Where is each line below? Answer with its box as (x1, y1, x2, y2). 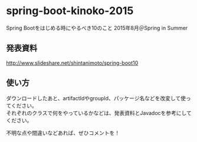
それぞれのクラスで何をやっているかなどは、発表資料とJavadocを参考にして (6, 109, 192, 116)
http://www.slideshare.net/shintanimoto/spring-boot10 (6, 59, 139, 66)
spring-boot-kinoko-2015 (6, 4, 134, 18)
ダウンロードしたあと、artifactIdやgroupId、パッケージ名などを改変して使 (6, 94, 186, 101)
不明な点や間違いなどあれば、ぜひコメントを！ (6, 129, 120, 136)
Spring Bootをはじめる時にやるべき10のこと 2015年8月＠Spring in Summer (6, 24, 188, 31)
